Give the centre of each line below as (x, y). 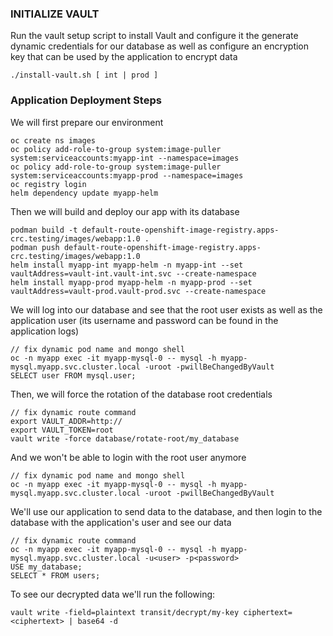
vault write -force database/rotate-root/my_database (125, 438)
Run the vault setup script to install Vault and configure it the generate (154, 36)
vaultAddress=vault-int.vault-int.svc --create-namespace (133, 273)
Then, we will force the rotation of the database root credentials (141, 394)
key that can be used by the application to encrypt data (124, 57)
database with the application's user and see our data (121, 522)
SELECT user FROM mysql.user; (73, 375)
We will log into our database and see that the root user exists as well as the (166, 309)
